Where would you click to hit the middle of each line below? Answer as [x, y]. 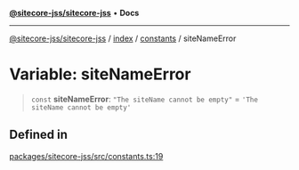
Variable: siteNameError [100, 74]
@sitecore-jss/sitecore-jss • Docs [74, 13]
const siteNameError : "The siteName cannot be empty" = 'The [144, 99]
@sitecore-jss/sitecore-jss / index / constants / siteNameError [123, 38]
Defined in [39, 135]
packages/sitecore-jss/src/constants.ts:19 [86, 156]
